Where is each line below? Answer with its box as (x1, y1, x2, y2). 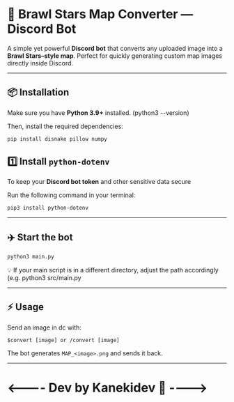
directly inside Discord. (7, 59, 74, 67)
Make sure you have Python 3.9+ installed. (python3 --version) (7, 108, 189, 117)
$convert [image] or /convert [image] (7, 337, 120, 343)
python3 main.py (7, 254, 54, 261)
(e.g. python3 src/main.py (7, 274, 81, 281)
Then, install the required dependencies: (7, 122, 123, 130)
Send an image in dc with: (7, 323, 82, 332)
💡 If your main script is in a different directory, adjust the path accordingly (7, 266, 219, 274)
